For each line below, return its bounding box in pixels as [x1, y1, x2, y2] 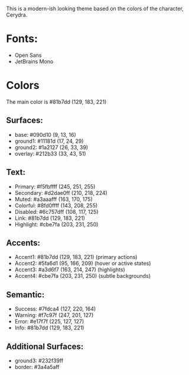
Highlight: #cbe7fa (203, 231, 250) [14, 220, 99, 227]
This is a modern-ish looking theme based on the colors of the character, [6, 5, 184, 12]
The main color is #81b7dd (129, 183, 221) [6, 98, 107, 105]
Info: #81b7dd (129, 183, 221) [14, 324, 84, 331]
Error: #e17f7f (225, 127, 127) [14, 318, 84, 325]
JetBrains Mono [14, 57, 54, 65]
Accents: [6, 238, 40, 248]
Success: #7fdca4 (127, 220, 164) [14, 305, 96, 313]
